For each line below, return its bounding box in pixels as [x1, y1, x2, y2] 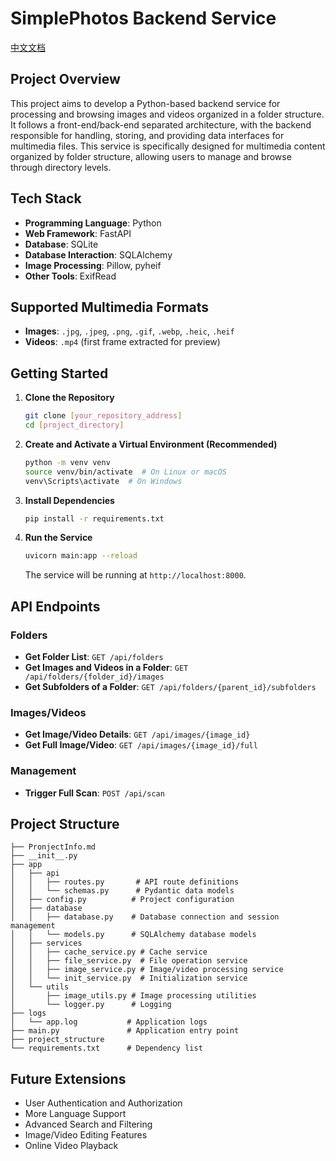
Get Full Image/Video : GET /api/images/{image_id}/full [24, 739, 258, 751]
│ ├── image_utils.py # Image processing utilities [10, 991, 257, 1001]
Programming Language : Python [24, 217, 162, 229]
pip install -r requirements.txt [24, 513, 165, 524]
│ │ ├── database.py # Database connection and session [10, 912, 280, 922]
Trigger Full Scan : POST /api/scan [24, 787, 165, 799]
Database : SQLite [24, 238, 99, 250]
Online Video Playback [24, 1140, 119, 1152]
